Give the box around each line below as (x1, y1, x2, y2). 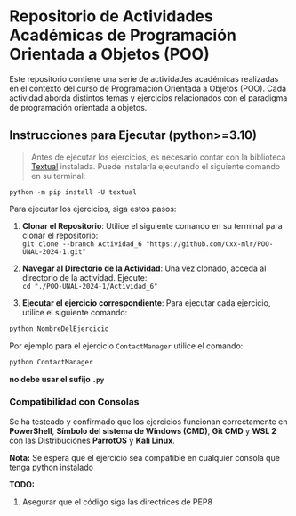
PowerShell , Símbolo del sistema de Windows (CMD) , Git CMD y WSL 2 (9, 425, 277, 436)
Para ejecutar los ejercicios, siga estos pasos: (9, 203, 177, 214)
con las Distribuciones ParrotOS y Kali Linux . (9, 435, 175, 446)
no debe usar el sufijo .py (9, 373, 105, 384)
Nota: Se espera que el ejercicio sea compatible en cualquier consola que (9, 452, 280, 463)
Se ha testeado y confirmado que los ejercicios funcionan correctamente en (9, 416, 288, 427)
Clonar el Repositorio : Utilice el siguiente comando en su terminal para (21, 220, 283, 231)
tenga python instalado (9, 462, 93, 472)
